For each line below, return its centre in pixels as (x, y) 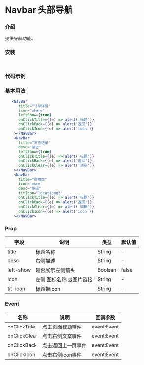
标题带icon (48, 289)
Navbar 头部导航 (39, 10)
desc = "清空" (30, 147)
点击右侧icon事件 (62, 355)
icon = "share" (32, 110)
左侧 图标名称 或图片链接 (64, 280)
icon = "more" (30, 184)
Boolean (107, 270)
